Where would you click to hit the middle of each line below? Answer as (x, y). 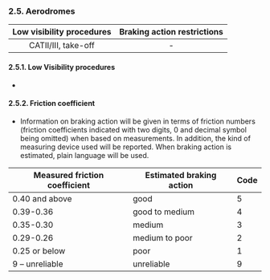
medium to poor (162, 237)
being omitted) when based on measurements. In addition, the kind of (135, 138)
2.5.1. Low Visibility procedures (62, 67)
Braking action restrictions (171, 32)
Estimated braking (181, 175)
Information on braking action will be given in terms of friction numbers (137, 121)
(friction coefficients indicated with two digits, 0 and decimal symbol (133, 129)
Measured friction (69, 175)
